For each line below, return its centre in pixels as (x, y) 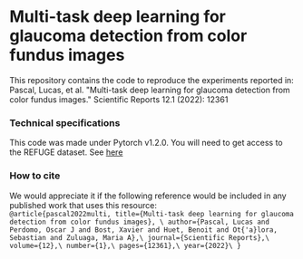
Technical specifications (65, 122)
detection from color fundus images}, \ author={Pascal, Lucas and (140, 222)
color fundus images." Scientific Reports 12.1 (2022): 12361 (119, 99)
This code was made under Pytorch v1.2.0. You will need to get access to (146, 143)
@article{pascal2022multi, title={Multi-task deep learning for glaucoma (152, 214)
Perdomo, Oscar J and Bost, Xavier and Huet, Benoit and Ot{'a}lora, (144, 230)
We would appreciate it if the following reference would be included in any (148, 196)
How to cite (35, 176)
